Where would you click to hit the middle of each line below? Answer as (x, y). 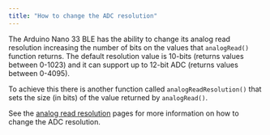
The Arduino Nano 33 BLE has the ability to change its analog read (120, 39)
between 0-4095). (39, 73)
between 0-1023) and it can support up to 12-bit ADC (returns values (124, 65)
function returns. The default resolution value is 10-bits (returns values (126, 56)
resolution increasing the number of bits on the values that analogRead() (129, 47)
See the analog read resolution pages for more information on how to (124, 113)
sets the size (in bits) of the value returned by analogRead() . (108, 97)
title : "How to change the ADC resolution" (83, 16)
